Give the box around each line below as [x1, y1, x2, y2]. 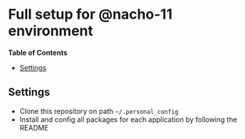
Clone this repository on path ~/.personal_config [19, 106, 178, 116]
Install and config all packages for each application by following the [19, 115, 237, 124]
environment [8, 22, 94, 40]
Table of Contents [8, 48, 68, 57]
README [19, 123, 49, 132]
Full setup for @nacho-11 [8, 5, 173, 23]
